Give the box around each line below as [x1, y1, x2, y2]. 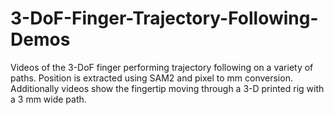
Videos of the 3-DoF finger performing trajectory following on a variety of [10, 61, 314, 73]
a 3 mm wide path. [10, 93, 87, 105]
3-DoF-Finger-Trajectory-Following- [10, 7, 319, 30]
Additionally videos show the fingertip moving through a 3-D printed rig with [10, 82, 325, 94]
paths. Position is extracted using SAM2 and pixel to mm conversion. [10, 72, 293, 84]
